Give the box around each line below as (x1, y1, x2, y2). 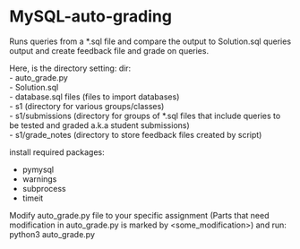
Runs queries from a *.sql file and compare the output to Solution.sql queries (9, 36, 292, 47)
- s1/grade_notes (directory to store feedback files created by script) (9, 129, 262, 140)
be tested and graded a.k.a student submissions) (9, 119, 190, 131)
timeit (21, 193, 44, 203)
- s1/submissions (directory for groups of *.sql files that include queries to (9, 110, 281, 121)
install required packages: (9, 146, 105, 158)
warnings (21, 173, 57, 185)
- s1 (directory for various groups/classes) (9, 100, 165, 111)
